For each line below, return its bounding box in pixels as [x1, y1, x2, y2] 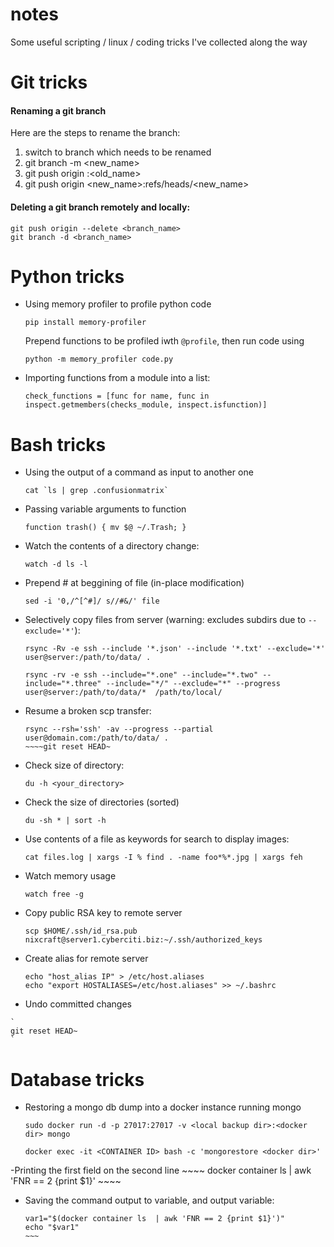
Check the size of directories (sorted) [24, 796, 180, 808]
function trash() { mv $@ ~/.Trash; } [24, 523, 187, 533]
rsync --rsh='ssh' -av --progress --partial [24, 724, 214, 735]
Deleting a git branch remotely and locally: [10, 201, 191, 213]
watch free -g [24, 889, 84, 900]
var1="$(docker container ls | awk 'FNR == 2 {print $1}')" [24, 1214, 286, 1224]
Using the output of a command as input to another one [24, 466, 254, 478]
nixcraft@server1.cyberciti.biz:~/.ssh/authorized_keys [24, 935, 263, 945]
